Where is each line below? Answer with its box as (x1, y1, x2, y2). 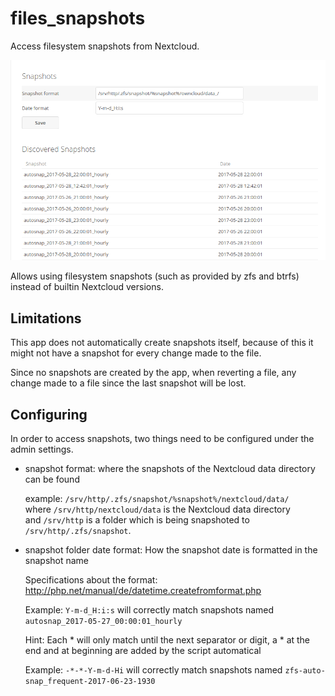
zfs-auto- (284, 666, 326, 676)
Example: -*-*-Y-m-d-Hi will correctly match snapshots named (24, 664, 283, 676)
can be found (24, 473, 80, 486)
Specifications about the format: (24, 574, 158, 586)
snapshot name (24, 555, 90, 567)
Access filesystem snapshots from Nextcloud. (10, 40, 200, 52)
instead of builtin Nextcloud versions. (10, 281, 164, 293)
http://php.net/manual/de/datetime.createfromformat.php (24, 585, 262, 597)
